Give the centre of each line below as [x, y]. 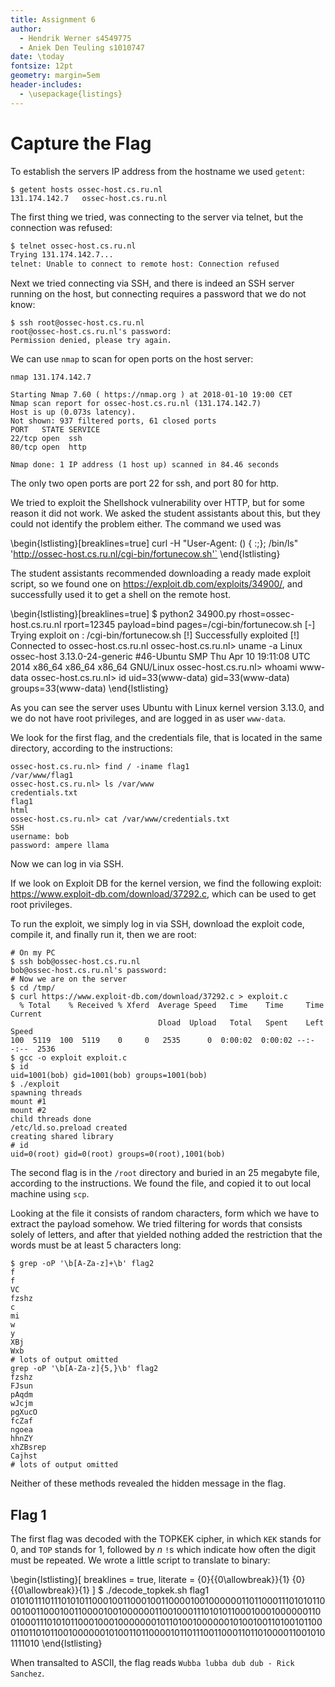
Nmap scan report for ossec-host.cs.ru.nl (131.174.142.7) [136, 404]
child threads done [51, 1119]
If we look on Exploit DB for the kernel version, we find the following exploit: [166, 883]
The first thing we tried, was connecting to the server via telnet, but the [157, 217]
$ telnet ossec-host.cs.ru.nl [73, 246]
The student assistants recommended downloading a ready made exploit [160, 573]
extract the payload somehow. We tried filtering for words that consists [156, 1224]
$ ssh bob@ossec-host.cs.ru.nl [75, 962]
